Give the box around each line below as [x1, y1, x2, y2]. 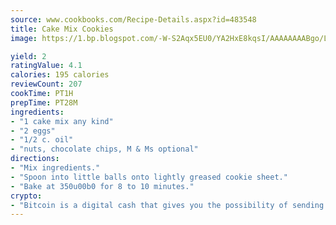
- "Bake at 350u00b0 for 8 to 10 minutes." [10, 181, 195, 191]
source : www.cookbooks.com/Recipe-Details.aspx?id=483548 [10, 14, 257, 25]
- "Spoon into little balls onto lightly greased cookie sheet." [10, 172, 288, 182]
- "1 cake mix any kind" [10, 116, 114, 126]
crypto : [10, 191, 43, 201]
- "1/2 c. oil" [10, 135, 74, 145]
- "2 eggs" [10, 126, 56, 136]
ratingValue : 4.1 [10, 61, 83, 71]
